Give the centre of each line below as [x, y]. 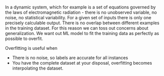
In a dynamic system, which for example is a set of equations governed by [81, 7]
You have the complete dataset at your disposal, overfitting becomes [82, 63]
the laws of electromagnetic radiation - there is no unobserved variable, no [81, 12]
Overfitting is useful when [31, 48]
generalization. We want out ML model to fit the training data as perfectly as [82, 33]
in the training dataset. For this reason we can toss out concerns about [77, 28]
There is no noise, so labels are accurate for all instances [70, 58]
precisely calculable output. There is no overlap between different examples [82, 23]
